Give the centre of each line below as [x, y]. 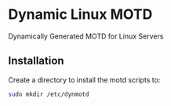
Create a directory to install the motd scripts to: [84, 79]
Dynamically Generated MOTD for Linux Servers [86, 36]
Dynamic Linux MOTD [80, 15]
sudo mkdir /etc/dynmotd [49, 94]
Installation [36, 61]
